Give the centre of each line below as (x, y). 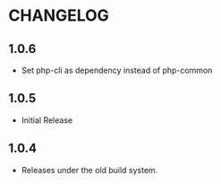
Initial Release (47, 120)
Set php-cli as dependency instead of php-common (117, 70)
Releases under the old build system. (89, 170)
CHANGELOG (59, 16)
